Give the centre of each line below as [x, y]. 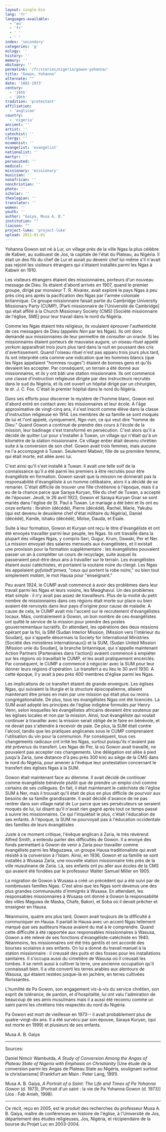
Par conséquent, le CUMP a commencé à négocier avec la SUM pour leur [80, 663]
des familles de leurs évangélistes [40, 825]
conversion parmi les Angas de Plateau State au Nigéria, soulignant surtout [82, 1069]
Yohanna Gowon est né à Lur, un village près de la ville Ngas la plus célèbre [82, 249]
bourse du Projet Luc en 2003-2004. [42, 1124]
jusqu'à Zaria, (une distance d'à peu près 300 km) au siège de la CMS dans [82, 757]
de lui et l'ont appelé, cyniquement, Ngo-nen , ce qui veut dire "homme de [80, 419]
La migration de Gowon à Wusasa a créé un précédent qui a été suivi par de [82, 880]
